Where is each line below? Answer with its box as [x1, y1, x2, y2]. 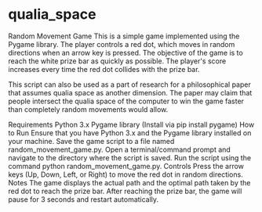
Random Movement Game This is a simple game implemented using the [8, 31, 240, 41]
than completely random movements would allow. [8, 104, 169, 114]
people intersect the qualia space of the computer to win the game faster [8, 96, 245, 106]
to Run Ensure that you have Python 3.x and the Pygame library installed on [8, 128, 252, 138]
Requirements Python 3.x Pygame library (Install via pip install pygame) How [8, 120, 255, 129]
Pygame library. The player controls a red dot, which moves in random [8, 39, 235, 49]
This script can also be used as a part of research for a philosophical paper [8, 80, 251, 89]
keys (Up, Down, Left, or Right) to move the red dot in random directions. [8, 170, 243, 179]
